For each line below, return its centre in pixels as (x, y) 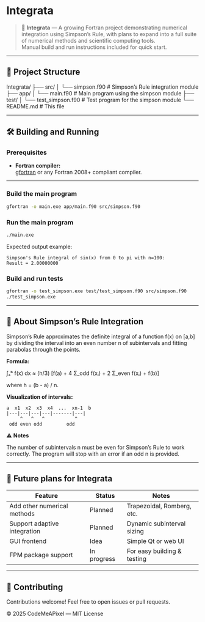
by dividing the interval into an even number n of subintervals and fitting (97, 342)
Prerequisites (27, 152)
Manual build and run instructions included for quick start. (94, 47)
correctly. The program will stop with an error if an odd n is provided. (93, 454)
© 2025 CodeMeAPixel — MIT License (55, 614)
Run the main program (40, 222)
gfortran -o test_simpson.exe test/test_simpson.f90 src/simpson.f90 (97, 291)
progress (103, 559)
